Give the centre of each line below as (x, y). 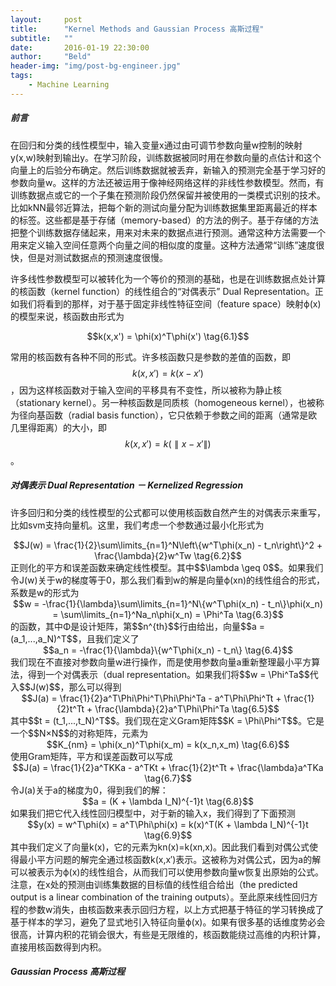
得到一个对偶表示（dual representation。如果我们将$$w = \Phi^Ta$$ (168, 674)
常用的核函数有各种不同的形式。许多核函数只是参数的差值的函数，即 (150, 357)
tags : (21, 76)
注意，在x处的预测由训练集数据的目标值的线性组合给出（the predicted (154, 884)
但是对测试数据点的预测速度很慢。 (97, 257)
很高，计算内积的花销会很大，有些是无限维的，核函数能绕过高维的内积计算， (168, 934)
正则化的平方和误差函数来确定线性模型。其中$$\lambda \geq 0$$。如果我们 (167, 567)
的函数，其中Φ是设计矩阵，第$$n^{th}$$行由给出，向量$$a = (137, 626)
